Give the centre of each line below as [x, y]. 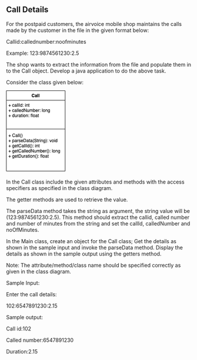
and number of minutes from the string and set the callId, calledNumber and [98, 223]
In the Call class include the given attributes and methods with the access [95, 182]
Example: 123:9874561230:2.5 [43, 53]
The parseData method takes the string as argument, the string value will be [98, 211]
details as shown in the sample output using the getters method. [84, 254]
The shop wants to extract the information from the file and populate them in [99, 64]
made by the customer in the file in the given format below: [78, 30]
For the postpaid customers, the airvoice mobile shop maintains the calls [94, 24]
